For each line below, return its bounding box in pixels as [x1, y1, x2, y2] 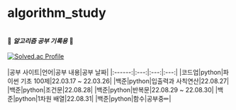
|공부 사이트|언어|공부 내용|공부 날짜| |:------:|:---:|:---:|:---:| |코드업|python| [7, 68, 223, 76]
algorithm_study [7, 5, 106, 21]
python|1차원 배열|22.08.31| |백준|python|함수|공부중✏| [15, 94, 172, 103]
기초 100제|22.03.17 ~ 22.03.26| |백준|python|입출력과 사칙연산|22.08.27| [20, 76, 229, 85]
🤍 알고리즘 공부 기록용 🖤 [7, 37, 74, 45]
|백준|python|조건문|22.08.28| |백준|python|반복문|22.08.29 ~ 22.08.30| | [7, 85, 218, 94]
